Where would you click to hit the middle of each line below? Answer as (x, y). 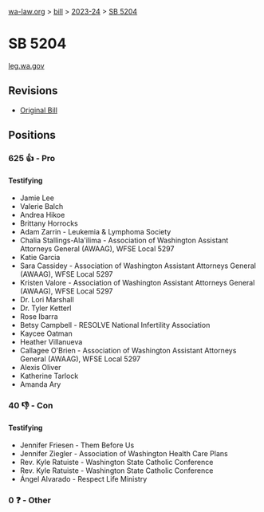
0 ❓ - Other (30, 500)
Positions (32, 135)
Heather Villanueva (51, 342)
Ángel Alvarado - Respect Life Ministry (83, 479)
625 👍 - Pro (32, 159)
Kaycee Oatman (46, 333)
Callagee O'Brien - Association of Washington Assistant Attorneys (128, 351)
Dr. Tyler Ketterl (45, 308)
